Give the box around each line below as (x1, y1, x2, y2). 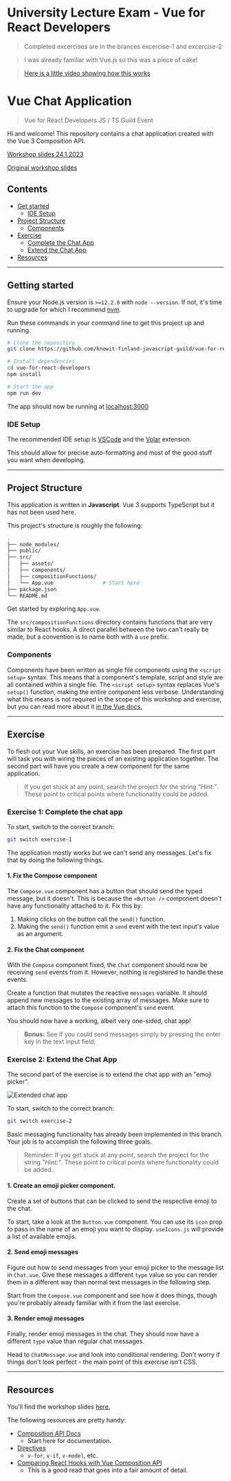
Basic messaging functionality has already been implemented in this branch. (7, 1130, 223, 1139)
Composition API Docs (16, 1429, 81, 1438)
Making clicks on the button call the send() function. (16, 915, 165, 923)
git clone (7, 346, 36, 352)
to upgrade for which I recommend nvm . (7, 305, 122, 313)
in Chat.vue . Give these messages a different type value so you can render (7, 1271, 218, 1279)
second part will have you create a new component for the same (7, 762, 190, 770)
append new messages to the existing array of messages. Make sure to (7, 996, 210, 1004)
